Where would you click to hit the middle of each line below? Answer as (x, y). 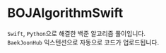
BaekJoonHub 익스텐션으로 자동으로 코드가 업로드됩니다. (83, 42)
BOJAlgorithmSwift (65, 13)
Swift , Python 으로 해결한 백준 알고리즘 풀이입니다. (77, 33)
